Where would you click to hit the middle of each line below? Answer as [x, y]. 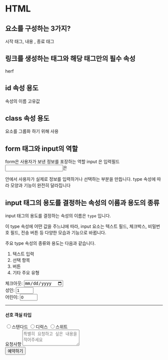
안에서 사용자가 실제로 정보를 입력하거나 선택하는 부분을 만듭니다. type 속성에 [80, 179]
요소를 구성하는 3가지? [38, 28]
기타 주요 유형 [26, 273]
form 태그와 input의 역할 [42, 148]
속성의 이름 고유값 [22, 101]
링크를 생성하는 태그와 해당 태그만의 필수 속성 [70, 59]
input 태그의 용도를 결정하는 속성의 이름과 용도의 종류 [82, 203]
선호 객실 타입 [18, 315]
